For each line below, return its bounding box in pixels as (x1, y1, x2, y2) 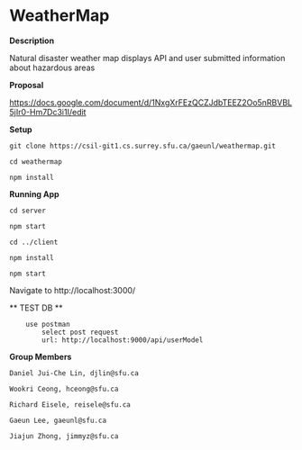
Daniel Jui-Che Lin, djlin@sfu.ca (9, 368, 140, 378)
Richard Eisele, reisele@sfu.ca (9, 400, 131, 409)
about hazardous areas (9, 62, 96, 73)
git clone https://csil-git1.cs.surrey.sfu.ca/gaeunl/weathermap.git (9, 141, 277, 150)
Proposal (9, 79, 44, 90)
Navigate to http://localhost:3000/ (9, 284, 136, 295)
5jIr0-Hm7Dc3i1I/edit (9, 106, 87, 117)
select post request (41, 328, 119, 337)
